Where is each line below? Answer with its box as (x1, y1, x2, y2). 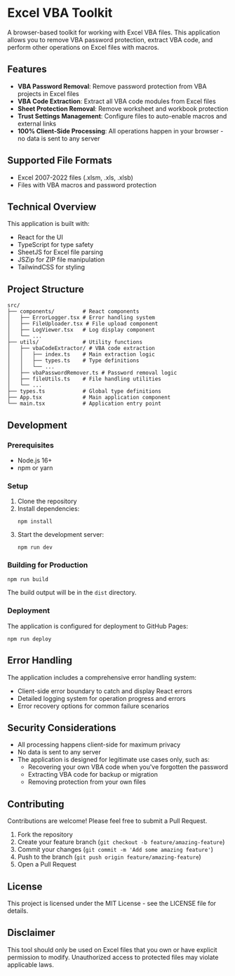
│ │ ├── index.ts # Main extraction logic (7, 351, 156, 359)
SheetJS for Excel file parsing (17, 248, 104, 257)
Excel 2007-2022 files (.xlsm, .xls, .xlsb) (17, 173, 133, 182)
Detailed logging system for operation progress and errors (17, 694, 186, 702)
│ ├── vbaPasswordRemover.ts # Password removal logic (7, 370, 177, 377)
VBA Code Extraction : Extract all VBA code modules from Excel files (17, 97, 216, 105)
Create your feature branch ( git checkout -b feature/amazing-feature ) (17, 838, 225, 846)
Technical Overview (7, 201, 97, 213)
